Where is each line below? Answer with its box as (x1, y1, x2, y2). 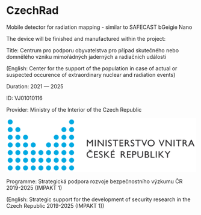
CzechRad (6, 4, 59, 17)
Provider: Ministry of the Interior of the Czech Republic (6, 106, 142, 113)
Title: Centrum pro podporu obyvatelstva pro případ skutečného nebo (6, 46, 179, 54)
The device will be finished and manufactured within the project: (6, 35, 166, 42)
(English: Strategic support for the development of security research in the (6, 196, 191, 203)
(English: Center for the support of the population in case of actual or (6, 64, 178, 72)
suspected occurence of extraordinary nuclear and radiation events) (6, 71, 176, 78)
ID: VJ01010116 (6, 94, 43, 101)
